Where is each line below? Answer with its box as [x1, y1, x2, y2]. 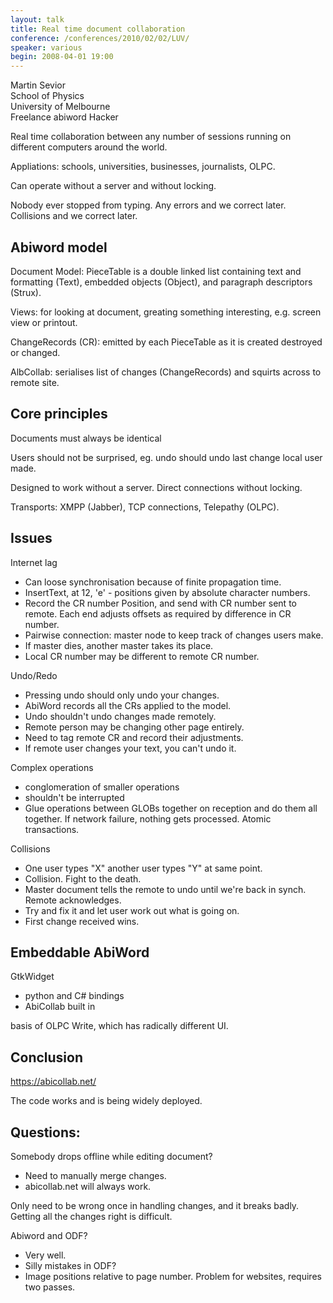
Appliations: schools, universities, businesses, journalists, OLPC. [10, 161, 276, 173]
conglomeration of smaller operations [24, 781, 180, 793]
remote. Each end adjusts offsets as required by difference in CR [24, 607, 292, 620]
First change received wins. [24, 915, 140, 927]
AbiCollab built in [24, 1001, 96, 1013]
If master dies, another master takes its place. [24, 639, 214, 651]
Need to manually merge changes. [24, 1170, 167, 1181]
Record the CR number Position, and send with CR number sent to [24, 597, 297, 609]
